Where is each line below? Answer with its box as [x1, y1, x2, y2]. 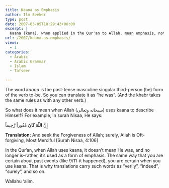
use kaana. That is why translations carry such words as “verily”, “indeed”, [5, 163, 159, 169]
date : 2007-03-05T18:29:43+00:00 [5, 21, 75, 27]
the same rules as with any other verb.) [5, 97, 87, 103]
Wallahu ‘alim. [5, 178, 34, 184]
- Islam [10, 64, 26, 69]
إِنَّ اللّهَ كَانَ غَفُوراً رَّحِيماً [5, 122, 48, 128]
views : [5, 40, 19, 45]
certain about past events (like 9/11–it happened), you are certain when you [5, 158, 161, 164]
